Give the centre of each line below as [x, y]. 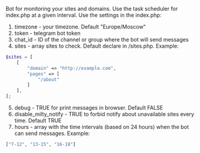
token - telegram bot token [47, 33]
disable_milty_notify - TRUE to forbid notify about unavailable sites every [104, 114]
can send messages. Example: [52, 133]
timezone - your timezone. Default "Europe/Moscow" [80, 27]
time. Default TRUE [38, 120]
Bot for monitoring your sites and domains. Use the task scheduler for [92, 9]
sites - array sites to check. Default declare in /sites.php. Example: [96, 46]
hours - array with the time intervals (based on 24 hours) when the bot [102, 127]
